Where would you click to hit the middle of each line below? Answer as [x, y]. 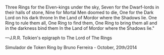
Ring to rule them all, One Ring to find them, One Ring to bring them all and [81, 23]
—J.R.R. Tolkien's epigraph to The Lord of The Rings [59, 38]
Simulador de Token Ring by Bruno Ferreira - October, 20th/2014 [71, 47]
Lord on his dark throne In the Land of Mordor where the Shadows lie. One [81, 18]
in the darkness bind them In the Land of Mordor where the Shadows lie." [80, 28]
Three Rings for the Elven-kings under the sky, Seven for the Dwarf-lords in [82, 7]
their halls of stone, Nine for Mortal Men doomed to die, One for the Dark [79, 12]
